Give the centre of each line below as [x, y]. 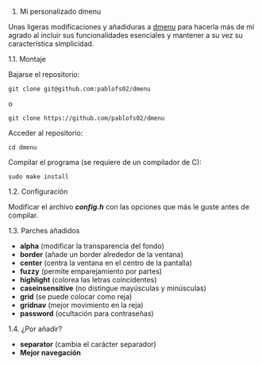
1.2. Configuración [38, 191]
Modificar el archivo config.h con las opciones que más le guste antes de [129, 207]
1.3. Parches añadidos [44, 231]
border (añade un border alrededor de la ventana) [102, 254]
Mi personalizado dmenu [60, 12]
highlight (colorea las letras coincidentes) [88, 280]
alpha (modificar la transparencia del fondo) [92, 246]
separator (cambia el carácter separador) [88, 344]
